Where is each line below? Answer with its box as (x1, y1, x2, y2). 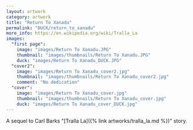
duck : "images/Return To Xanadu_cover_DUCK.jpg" (16, 101, 138, 107)
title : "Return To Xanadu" (6, 19, 72, 25)
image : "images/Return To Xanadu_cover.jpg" (16, 90, 127, 96)
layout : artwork (6, 8, 46, 15)
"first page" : (11, 42, 46, 47)
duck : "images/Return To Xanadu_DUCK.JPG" (16, 57, 122, 63)
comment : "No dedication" (16, 80, 80, 85)
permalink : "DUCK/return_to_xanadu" (6, 25, 96, 31)
